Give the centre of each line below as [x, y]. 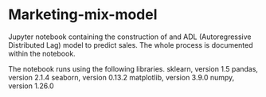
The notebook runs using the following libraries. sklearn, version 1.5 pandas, [133, 68]
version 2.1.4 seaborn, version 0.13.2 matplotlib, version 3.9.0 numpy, [121, 77]
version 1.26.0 [31, 86]
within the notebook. [42, 53]
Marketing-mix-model [83, 15]
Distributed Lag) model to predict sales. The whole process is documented [131, 45]
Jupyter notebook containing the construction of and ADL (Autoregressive [130, 37]
